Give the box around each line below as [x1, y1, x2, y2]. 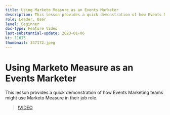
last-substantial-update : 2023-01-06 [5, 31, 85, 36]
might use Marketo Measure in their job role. [5, 94, 98, 101]
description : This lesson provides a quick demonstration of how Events [5, 12, 162, 17]
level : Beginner [5, 21, 39, 27]
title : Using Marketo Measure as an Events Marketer [5, 7, 119, 13]
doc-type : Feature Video [5, 26, 58, 31]
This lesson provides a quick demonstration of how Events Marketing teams [5, 89, 163, 95]
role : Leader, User [5, 17, 47, 22]
